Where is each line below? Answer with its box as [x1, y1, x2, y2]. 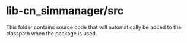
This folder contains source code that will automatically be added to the [6, 24, 182, 31]
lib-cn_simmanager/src [6, 4, 124, 18]
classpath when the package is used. [6, 29, 97, 37]
